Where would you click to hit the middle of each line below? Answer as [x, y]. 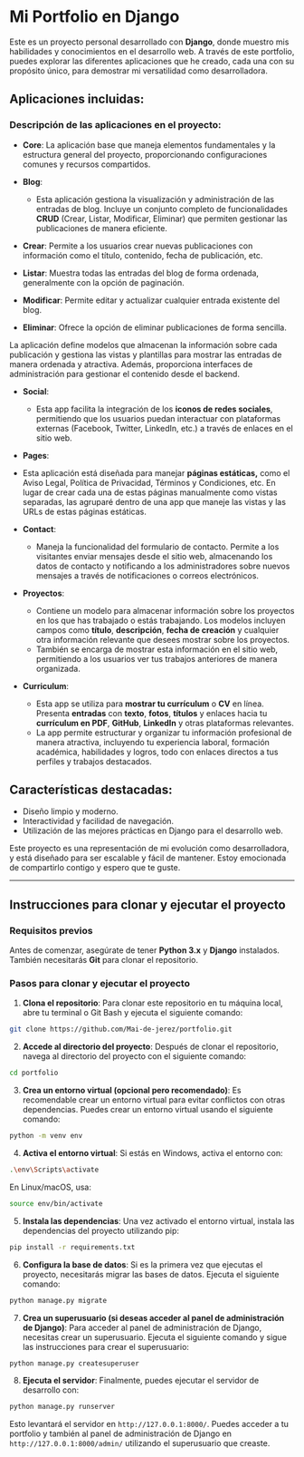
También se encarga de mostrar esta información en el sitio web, [157, 649]
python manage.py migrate [58, 1300]
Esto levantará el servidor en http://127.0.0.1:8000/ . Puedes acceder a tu [149, 1424]
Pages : [36, 455]
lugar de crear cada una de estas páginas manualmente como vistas [150, 492]
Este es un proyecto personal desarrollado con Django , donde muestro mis [149, 42]
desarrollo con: [51, 1390]
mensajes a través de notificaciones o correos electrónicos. [147, 575]
